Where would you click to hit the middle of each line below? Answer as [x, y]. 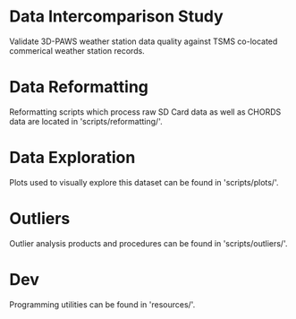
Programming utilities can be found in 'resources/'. [102, 304]
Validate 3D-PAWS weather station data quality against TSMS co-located [144, 41]
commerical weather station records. [77, 50]
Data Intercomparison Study [116, 17]
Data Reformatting [79, 87]
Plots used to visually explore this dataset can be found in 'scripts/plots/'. [144, 182]
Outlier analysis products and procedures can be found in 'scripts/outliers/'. [148, 243]
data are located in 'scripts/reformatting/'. [86, 121]
